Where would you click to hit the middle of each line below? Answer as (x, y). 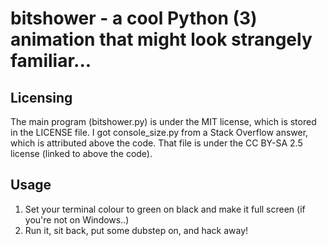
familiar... (51, 61)
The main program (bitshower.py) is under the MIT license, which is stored (163, 121)
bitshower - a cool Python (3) (134, 18)
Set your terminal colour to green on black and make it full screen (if (165, 209)
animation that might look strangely (161, 39)
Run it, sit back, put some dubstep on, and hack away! (136, 230)
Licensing (41, 97)
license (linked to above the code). (81, 153)
